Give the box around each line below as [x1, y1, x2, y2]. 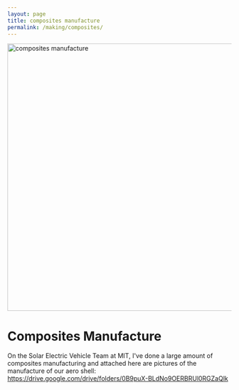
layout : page [7, 10, 46, 18]
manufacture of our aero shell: [7, 366, 96, 375]
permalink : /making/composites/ [7, 24, 103, 31]
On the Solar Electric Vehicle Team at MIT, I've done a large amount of [7, 351, 213, 360]
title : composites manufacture [7, 17, 100, 24]
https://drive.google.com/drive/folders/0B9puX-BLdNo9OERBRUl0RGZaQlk [7, 374, 229, 383]
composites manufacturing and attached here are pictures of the [7, 359, 197, 368]
